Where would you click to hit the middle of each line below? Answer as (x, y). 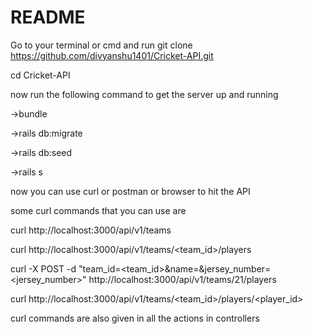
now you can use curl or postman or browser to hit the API (130, 191)
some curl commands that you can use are (98, 210)
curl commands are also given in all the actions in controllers (135, 318)
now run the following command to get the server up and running (144, 94)
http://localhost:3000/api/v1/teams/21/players (182, 279)
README (48, 17)
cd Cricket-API (40, 75)
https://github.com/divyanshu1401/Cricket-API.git (112, 55)
